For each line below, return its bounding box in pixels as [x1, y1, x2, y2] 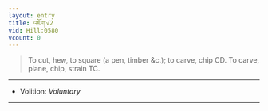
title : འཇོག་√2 [8, 19, 54, 27]
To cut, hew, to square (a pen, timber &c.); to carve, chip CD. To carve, [27, 55, 260, 65]
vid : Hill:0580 [8, 26, 59, 34]
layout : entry [8, 11, 56, 20]
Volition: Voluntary [19, 86, 81, 96]
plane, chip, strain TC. [27, 64, 100, 74]
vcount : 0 [8, 33, 41, 42]
